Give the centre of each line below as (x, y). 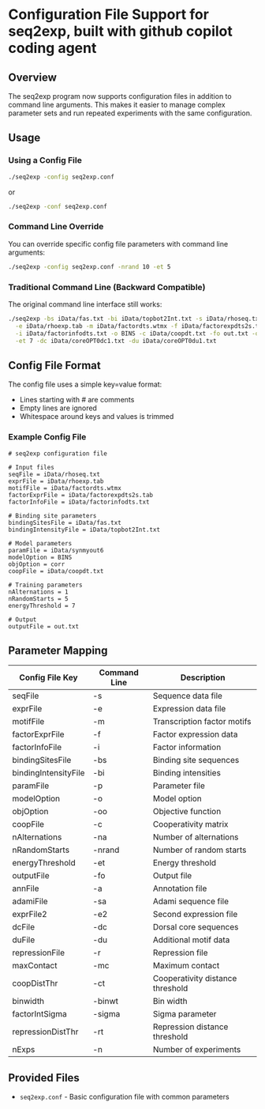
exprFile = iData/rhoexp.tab (56, 481)
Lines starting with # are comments (77, 400)
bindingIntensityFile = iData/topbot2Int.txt (84, 530)
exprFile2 (30, 915)
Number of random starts (200, 850)
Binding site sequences (196, 760)
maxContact (35, 966)
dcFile (24, 927)
